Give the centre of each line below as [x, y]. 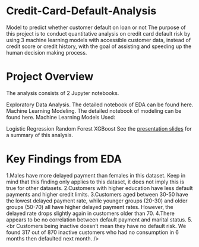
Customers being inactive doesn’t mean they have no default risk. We [101, 226]
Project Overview [50, 77]
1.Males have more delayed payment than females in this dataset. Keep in [96, 175]
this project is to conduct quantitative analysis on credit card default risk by [98, 33]
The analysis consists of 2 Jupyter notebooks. [63, 93]
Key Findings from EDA [64, 159]
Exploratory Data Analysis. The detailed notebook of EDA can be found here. [100, 104]
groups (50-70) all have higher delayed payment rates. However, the [90, 207]
